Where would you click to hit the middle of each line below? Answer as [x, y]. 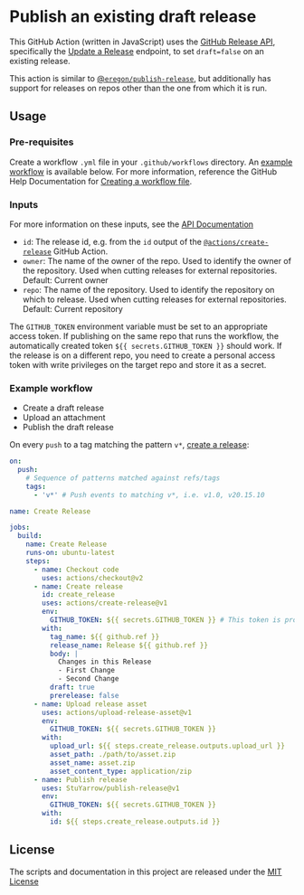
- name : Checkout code [76, 570]
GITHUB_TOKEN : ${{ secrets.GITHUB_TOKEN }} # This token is [165, 620]
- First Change [86, 671]
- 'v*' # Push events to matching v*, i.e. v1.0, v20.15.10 [149, 495]
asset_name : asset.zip [92, 763]
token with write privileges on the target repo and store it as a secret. [138, 364]
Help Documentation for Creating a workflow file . [101, 181]
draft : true [72, 688]
